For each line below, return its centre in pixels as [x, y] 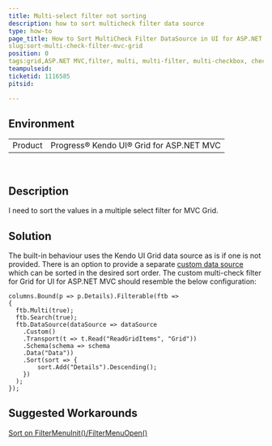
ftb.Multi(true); [45, 310]
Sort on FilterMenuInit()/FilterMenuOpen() [78, 433]
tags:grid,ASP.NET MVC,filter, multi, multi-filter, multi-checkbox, [128, 62]
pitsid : [21, 84]
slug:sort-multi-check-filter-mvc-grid [76, 46]
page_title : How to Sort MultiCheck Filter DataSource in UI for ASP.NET [136, 39]
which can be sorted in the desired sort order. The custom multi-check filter [135, 272]
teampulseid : [30, 69]
